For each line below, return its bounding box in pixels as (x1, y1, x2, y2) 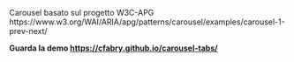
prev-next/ (9, 26, 48, 36)
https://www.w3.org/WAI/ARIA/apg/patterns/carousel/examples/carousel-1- (9, 17, 285, 27)
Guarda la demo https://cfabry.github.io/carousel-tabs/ (9, 43, 218, 53)
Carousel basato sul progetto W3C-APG (9, 8, 155, 17)
